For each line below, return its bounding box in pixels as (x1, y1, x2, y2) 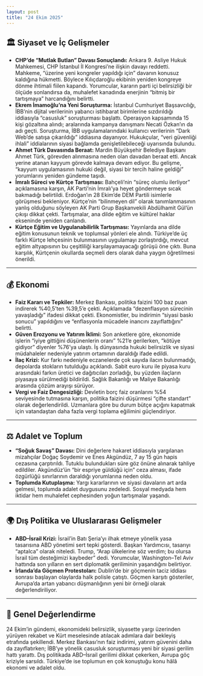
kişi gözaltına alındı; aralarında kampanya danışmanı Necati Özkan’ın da (14, 121, 193, 128)
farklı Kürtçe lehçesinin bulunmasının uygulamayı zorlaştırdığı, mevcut (14, 236, 189, 243)
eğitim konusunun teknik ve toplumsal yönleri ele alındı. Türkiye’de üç (14, 230, 188, 237)
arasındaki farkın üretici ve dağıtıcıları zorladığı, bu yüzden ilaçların (14, 369, 181, 376)
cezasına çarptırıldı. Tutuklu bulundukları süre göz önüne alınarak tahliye (14, 460, 195, 467)
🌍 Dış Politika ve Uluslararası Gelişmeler (6, 516, 162, 526)
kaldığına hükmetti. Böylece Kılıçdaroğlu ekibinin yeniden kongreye (14, 76, 182, 83)
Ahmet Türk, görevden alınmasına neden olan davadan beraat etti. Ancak (14, 153, 197, 160)
